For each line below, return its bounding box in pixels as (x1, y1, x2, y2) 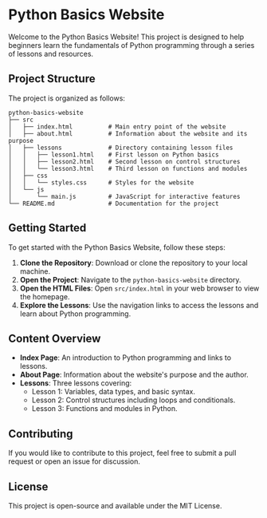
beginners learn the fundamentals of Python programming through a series (8, 40, 255, 49)
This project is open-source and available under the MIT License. (8, 501, 222, 510)
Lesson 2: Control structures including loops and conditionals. (31, 395, 236, 405)
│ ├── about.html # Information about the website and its (8, 129, 248, 137)
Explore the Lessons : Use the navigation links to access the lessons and (19, 300, 259, 310)
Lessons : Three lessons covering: (19, 378, 132, 388)
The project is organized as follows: (8, 93, 126, 103)
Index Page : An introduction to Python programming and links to (19, 353, 232, 362)
